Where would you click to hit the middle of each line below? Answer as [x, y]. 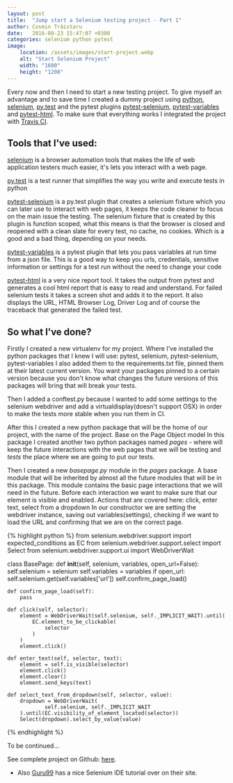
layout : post [26, 14]
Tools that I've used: [52, 143]
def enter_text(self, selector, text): [65, 658]
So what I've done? [49, 332]
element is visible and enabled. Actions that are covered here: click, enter [112, 500]
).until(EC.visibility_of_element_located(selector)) [99, 713]
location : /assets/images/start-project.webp [87, 53]
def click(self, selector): [48, 610]
